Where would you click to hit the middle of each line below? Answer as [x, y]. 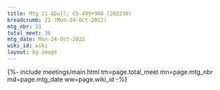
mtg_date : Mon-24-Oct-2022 [46, 39]
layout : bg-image [32, 53]
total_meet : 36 [29, 33]
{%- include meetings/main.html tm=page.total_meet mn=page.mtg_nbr [110, 72]
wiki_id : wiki [28, 46]
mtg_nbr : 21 [24, 26]
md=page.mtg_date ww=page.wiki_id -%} [67, 79]
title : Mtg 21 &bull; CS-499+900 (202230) [69, 13]
